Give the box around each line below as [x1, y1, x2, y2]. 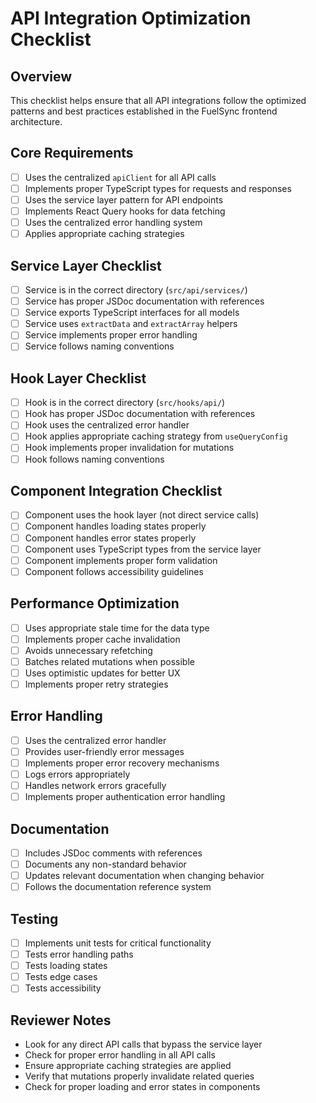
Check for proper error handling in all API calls [24, 1049, 216, 1061]
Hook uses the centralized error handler [24, 419, 190, 431]
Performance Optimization [10, 595, 180, 612]
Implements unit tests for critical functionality [24, 937, 212, 949]
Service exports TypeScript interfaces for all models [24, 307, 240, 319]
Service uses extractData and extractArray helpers [24, 318, 238, 330]
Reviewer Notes [10, 1012, 112, 1029]
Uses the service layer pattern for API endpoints [24, 193, 224, 206]
